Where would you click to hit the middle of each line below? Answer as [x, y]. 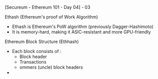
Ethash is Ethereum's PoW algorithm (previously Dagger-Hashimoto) [83, 26]
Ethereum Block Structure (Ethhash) [42, 41]
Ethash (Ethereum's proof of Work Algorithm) [51, 17]
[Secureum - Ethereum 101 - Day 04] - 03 [48, 7]
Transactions [33, 62]
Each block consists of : [37, 51]
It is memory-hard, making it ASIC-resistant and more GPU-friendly [81, 32]
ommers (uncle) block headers [51, 67]
